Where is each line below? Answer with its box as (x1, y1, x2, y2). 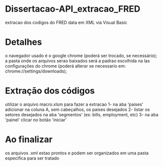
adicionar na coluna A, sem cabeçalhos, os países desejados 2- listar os (5, 106, 150, 112)
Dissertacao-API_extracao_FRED (5, 3, 141, 15)
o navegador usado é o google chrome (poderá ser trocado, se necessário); (5, 53, 157, 58)
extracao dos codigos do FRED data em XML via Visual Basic (5, 19, 127, 25)
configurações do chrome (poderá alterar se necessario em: (5, 63, 126, 69)
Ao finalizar (5, 134, 53, 145)
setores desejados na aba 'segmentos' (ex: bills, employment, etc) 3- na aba (5, 111, 159, 117)
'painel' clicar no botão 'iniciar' (5, 117, 67, 123)
